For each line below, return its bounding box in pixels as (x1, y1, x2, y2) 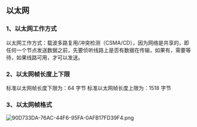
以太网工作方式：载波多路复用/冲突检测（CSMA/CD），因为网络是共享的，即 (6, 39, 189, 46)
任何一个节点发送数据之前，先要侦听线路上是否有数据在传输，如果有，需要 (6, 46, 186, 54)
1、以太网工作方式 (6, 25, 57, 33)
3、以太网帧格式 (6, 101, 53, 109)
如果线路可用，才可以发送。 (16, 54, 83, 61)
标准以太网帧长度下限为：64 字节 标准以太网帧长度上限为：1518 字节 (6, 84, 171, 91)
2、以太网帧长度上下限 (6, 70, 70, 78)
